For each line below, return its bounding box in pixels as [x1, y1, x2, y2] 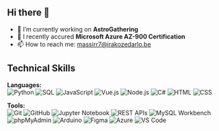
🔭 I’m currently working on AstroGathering [16, 25, 139, 33]
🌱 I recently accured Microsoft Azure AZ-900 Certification [16, 32, 185, 40]
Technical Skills [7, 62, 76, 74]
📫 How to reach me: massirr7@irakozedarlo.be [16, 40, 152, 48]
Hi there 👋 [7, 7, 50, 19]
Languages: [7, 80, 42, 89]
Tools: [7, 101, 25, 110]
